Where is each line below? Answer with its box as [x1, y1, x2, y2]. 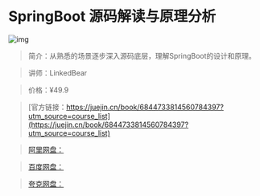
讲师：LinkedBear [27, 67, 88, 77]
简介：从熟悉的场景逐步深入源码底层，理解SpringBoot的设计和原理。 [27, 51, 256, 60]
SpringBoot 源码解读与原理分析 [8, 7, 216, 26]
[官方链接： [27, 102, 67, 112]
